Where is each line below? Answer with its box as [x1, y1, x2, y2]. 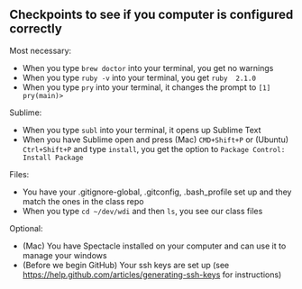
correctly [9, 22, 63, 37]
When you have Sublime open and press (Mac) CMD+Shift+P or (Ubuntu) [22, 134, 289, 145]
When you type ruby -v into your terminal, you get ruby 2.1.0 [22, 72, 257, 83]
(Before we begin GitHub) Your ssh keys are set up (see [22, 259, 230, 270]
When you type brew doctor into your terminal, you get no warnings [22, 62, 274, 73]
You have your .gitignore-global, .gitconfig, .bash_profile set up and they [22, 186, 292, 197]
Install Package [22, 153, 84, 162]
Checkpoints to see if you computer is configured [9, 7, 294, 23]
